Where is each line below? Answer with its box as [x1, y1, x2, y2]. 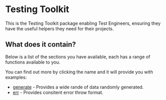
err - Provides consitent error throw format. [12, 89, 104, 95]
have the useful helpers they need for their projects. [5, 25, 114, 31]
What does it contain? [5, 40, 76, 49]
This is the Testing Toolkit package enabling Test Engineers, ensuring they [5, 20, 161, 26]
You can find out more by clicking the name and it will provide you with [5, 69, 153, 75]
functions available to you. [5, 59, 60, 65]
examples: [5, 74, 27, 80]
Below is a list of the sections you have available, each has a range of [5, 54, 151, 60]
